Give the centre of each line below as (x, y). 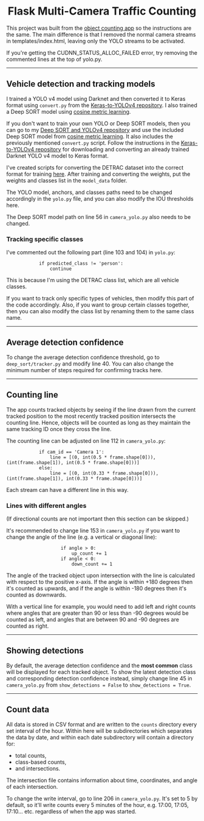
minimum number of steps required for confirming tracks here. (84, 370)
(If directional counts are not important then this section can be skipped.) (98, 519)
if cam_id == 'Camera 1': (71, 452)
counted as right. (28, 626)
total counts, (31, 755)
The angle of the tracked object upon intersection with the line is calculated (101, 575)
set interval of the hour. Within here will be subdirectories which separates (99, 730)
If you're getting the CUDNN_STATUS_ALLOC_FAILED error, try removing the (102, 52)
